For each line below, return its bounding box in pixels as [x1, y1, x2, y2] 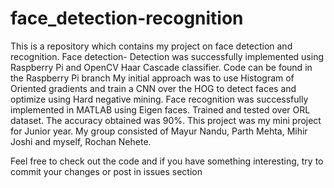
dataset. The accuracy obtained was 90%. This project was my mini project [10, 114, 322, 126]
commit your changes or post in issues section [10, 165, 203, 177]
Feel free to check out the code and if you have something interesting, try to [10, 155, 324, 167]
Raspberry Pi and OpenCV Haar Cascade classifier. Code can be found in [10, 61, 313, 73]
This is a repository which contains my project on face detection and [10, 40, 293, 52]
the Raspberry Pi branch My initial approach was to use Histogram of [10, 72, 295, 84]
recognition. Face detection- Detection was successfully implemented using [10, 50, 324, 62]
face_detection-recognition [10, 7, 244, 30]
